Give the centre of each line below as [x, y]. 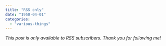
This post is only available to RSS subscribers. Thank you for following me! [83, 38]
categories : [18, 19]
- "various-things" [30, 24]
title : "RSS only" [24, 10]
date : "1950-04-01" [26, 14]
